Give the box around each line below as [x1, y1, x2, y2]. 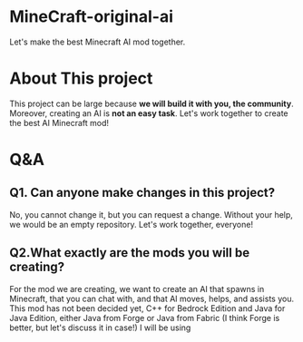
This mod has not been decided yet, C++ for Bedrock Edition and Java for [9, 302, 286, 314]
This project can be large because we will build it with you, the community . [9, 98, 294, 109]
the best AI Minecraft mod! [9, 117, 110, 128]
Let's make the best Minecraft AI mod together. [9, 36, 186, 47]
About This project [9, 68, 153, 89]
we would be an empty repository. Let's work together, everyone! [9, 219, 254, 230]
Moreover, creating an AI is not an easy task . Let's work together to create [9, 107, 288, 119]
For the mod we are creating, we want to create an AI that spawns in [9, 283, 265, 294]
